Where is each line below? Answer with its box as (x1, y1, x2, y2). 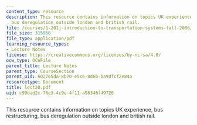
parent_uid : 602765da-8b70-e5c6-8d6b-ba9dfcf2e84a (6, 74, 133, 79)
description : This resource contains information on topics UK (6, 14, 164, 20)
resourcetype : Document (6, 79, 64, 85)
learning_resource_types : (6, 41, 69, 47)
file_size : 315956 (6, 30, 51, 36)
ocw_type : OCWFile (6, 57, 51, 63)
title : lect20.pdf (6, 85, 51, 91)
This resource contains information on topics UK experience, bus (6, 106, 163, 113)
